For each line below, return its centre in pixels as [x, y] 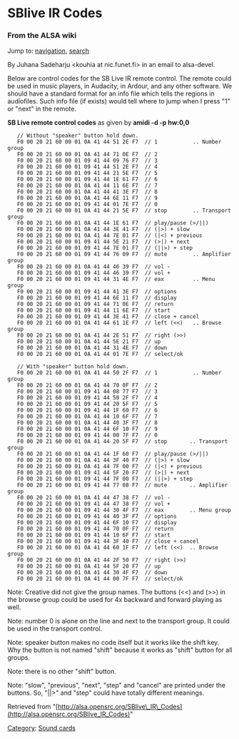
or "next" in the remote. [42, 109]
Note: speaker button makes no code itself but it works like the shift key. [113, 643]
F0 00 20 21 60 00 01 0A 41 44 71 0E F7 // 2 [87, 155]
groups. [19, 658]
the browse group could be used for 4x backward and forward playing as [115, 600]
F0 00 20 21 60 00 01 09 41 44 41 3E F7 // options [97, 292]
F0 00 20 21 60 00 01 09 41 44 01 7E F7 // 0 [87, 205]
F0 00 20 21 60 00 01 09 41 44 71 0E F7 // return [95, 305]
